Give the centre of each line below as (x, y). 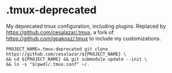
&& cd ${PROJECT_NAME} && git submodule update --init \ (77, 59)
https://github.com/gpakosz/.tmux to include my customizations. (84, 38)
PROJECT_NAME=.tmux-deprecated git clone (57, 49)
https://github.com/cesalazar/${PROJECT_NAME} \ (66, 54)
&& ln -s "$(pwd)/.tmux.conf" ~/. (48, 64)
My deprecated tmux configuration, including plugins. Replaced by (86, 26)
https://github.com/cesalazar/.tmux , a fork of (60, 32)
